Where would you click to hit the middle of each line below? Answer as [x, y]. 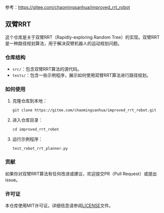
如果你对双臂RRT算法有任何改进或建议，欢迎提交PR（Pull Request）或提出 [81, 173]
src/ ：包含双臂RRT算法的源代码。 [47, 69]
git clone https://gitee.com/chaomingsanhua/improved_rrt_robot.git [84, 110]
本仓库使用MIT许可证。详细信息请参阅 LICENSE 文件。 [59, 206]
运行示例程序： [27, 139]
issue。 [13, 180]
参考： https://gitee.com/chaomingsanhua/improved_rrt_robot [67, 7]
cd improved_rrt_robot [36, 129]
